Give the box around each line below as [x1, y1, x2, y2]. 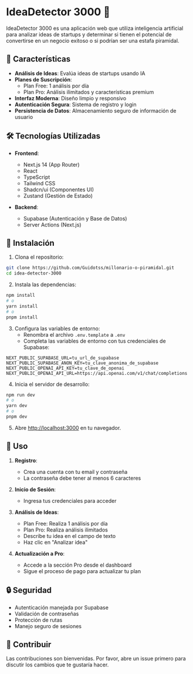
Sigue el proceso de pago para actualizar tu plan [23, 567, 141, 574]
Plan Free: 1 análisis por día [23, 82, 89, 89]
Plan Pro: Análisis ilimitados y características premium [23, 88, 154, 96]
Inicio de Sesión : [14, 486, 56, 493]
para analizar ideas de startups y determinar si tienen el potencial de [6, 31, 172, 38]
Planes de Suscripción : [14, 76, 72, 83]
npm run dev [6, 392, 35, 398]
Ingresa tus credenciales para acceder [23, 497, 117, 504]
